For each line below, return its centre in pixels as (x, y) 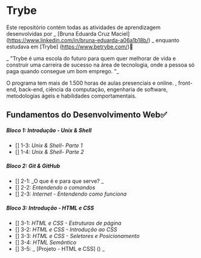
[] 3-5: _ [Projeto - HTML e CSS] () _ (60, 249)
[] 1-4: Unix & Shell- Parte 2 (49, 152)
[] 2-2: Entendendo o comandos (55, 188)
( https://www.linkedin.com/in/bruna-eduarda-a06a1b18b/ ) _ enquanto (93, 40)
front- (185, 83)
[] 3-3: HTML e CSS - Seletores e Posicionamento (77, 236)
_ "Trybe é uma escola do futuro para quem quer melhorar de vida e (91, 58)
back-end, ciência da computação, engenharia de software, (93, 89)
